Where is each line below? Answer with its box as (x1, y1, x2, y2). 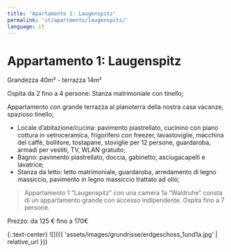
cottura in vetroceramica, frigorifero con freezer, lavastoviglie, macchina (17, 131, 224, 140)
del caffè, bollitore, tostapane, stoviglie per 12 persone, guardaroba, (17, 138, 212, 146)
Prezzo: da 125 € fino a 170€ (7, 217, 89, 226)
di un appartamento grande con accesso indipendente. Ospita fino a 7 (24, 196, 225, 205)
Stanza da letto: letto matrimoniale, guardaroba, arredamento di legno (17, 168, 216, 176)
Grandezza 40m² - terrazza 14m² (7, 76, 102, 84)
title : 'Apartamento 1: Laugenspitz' (7, 10, 117, 17)
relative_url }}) (7, 237, 48, 246)
